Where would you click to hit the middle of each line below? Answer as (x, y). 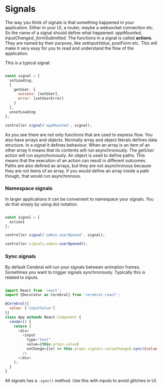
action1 (17, 222)
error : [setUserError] (41, 99)
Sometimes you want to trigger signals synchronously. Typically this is (75, 272)
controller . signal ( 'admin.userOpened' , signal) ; (55, 235)
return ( (23, 326)
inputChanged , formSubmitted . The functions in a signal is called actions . (79, 38)
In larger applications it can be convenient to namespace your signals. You (79, 199)
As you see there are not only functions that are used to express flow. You (79, 135)
